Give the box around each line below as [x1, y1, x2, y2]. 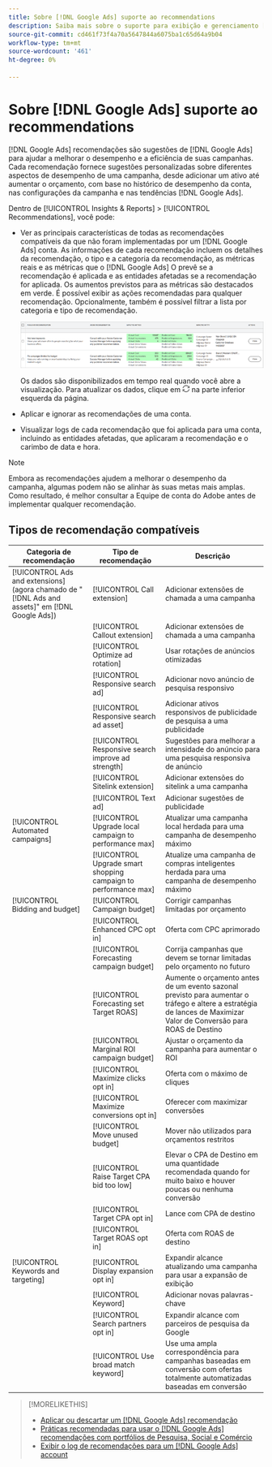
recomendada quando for [164, 1167, 251, 1177]
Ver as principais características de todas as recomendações [19, 227, 224, 237]
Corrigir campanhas [164, 895, 232, 905]
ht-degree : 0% [8, 56, 57, 64]
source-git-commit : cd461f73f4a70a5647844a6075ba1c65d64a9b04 [8, 30, 223, 38]
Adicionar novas [164, 1290, 219, 1300]
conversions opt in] [92, 1110, 157, 1120]
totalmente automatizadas [164, 1373, 253, 1383]
